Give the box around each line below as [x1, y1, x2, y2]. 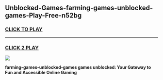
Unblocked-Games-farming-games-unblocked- [5, 4, 153, 12]
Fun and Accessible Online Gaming [5, 69, 77, 75]
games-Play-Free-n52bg [5, 12, 82, 20]
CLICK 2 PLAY [5, 44, 39, 51]
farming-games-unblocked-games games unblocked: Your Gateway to [5, 64, 151, 70]
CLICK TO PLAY [5, 26, 43, 33]
